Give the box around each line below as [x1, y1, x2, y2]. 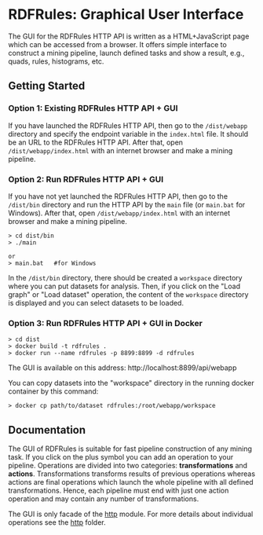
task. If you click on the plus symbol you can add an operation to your [8, 453, 234, 462]
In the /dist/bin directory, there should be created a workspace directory [8, 273, 243, 282]
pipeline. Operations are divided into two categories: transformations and [8, 461, 248, 471]
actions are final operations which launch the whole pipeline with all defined [8, 478, 254, 487]
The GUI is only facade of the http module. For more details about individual [8, 509, 254, 519]
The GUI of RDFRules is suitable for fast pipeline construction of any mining [8, 444, 253, 453]
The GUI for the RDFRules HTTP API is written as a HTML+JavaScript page [8, 31, 250, 41]
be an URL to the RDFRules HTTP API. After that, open [8, 137, 183, 147]
